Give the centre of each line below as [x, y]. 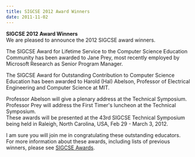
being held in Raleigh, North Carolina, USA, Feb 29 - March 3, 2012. [87, 124]
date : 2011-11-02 [27, 17]
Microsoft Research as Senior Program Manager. [65, 64]
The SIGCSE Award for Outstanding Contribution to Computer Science [90, 75]
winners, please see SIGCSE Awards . [51, 148]
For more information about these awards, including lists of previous [88, 141]
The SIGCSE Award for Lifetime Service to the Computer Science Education [97, 51]
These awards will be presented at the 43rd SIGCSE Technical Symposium [96, 117]
